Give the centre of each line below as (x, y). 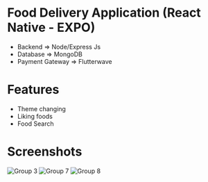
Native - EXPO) (51, 27)
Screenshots (45, 152)
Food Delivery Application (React (104, 13)
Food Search (35, 124)
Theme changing (41, 108)
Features (33, 90)
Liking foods (35, 116)
